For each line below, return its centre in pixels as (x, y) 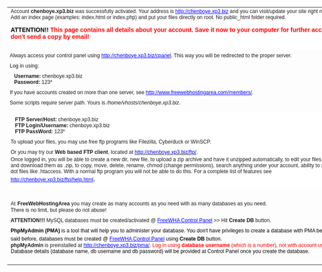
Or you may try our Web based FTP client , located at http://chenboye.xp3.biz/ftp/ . (104, 152)
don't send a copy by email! (50, 37)
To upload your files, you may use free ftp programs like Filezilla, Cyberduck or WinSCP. (111, 141)
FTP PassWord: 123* (40, 131)
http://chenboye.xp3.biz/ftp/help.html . (53, 179)
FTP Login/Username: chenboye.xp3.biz (62, 125)
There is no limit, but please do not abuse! (58, 210)
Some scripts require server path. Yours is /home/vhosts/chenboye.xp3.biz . (95, 102)
